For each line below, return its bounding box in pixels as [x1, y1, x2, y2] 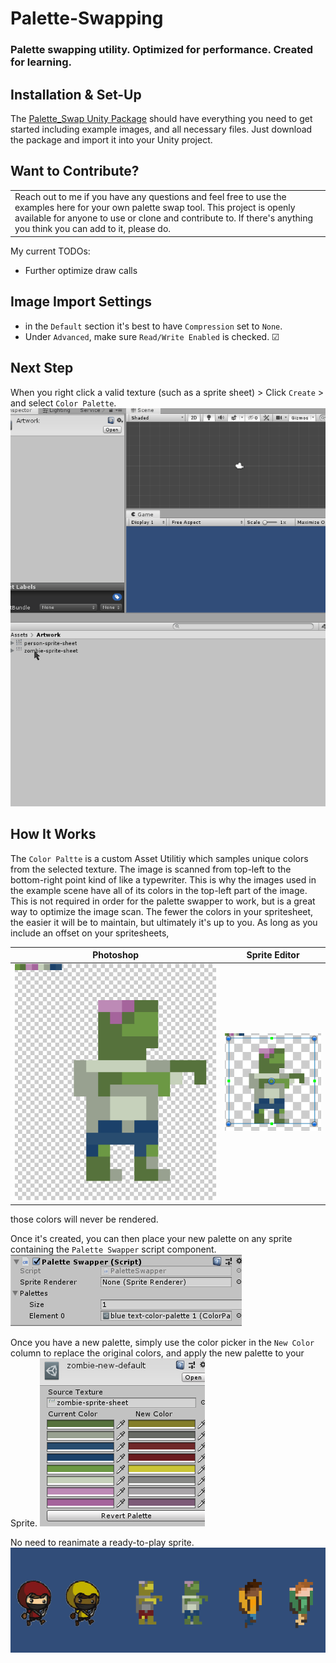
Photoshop [92, 949, 140, 961]
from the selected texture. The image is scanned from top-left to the [10, 863, 292, 875]
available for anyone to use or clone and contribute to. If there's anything [14, 212, 313, 224]
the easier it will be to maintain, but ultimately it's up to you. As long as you [10, 916, 318, 928]
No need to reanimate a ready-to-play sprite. [10, 1536, 195, 1548]
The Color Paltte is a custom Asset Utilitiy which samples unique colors [10, 852, 309, 864]
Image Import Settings [10, 293, 153, 311]
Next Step [10, 360, 74, 377]
